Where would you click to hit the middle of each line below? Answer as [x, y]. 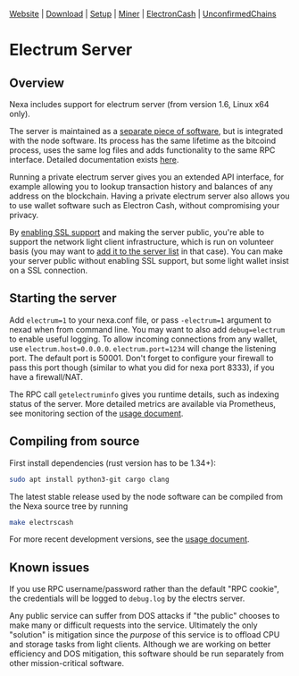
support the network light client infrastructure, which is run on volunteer [141, 242]
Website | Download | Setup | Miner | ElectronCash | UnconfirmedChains [143, 14]
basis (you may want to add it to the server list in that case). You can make [146, 251]
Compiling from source [75, 441]
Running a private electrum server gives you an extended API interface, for [147, 177]
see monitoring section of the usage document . [96, 413]
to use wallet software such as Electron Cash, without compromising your [145, 205]
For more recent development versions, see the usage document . [129, 539]
